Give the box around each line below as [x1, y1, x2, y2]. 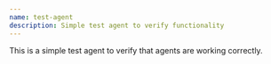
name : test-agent [9, 12, 74, 22]
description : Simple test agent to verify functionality [9, 21, 225, 30]
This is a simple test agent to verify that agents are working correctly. [9, 45, 264, 55]
